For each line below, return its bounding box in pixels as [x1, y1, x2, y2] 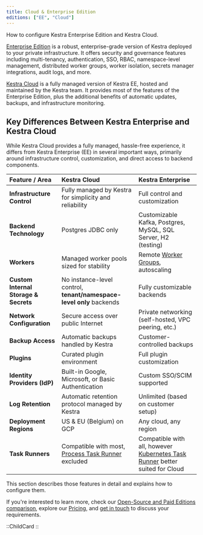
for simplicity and [61, 194, 111, 202]
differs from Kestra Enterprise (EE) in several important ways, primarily [6, 148, 182, 156]
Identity [9, 372, 33, 380]
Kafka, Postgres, [138, 218, 185, 227]
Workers [9, 258, 35, 267]
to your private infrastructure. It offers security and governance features [6, 49, 186, 56]
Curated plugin [61, 350, 104, 359]
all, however [138, 442, 173, 451]
